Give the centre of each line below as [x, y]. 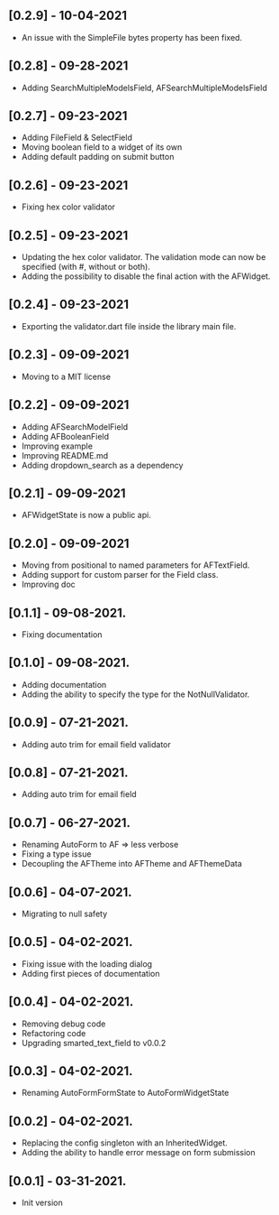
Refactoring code [54, 1033]
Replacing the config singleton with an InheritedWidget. [125, 1143]
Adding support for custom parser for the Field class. [120, 575]
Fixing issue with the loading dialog [87, 964]
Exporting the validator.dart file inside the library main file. [129, 326]
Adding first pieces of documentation [90, 973]
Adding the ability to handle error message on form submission [138, 1153]
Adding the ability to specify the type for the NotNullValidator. [135, 694]
